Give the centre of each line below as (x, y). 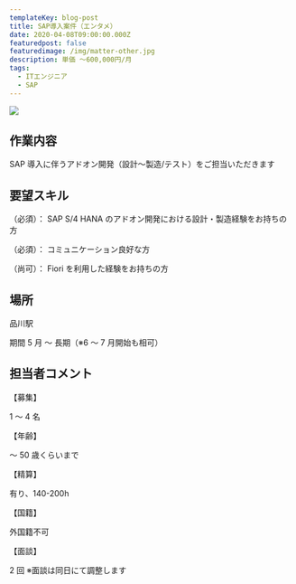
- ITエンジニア (42, 77)
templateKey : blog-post (54, 18)
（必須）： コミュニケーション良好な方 (80, 250)
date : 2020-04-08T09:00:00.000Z (70, 34)
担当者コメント (51, 374)
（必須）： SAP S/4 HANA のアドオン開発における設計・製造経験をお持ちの (148, 219)
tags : (19, 69)
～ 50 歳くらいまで (44, 455)
